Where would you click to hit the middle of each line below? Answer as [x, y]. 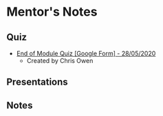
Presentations [37, 82]
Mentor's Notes [52, 12]
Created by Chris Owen [60, 61]
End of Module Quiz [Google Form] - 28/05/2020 [86, 53]
